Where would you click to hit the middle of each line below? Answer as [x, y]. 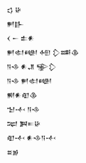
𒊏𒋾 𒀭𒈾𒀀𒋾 [31, 138]
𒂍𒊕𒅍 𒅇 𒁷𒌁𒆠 [43, 52]
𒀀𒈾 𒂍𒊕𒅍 [29, 81]
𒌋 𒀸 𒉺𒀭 [21, 38]
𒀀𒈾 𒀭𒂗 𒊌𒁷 [32, 67]
